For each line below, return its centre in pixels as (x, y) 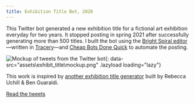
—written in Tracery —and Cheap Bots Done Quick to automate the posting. (97, 47)
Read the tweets (26, 94)
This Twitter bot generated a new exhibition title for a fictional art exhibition (97, 28)
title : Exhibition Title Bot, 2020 (50, 11)
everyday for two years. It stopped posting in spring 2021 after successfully (97, 34)
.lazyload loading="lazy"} (130, 65)
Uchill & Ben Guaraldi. (32, 82)
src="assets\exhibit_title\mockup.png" (52, 65)
